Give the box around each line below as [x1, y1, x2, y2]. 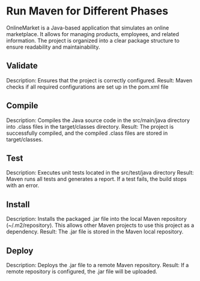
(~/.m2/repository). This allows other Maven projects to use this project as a [6, 221, 195, 229]
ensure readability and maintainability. [6, 43, 100, 51]
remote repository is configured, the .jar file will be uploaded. [6, 268, 157, 275]
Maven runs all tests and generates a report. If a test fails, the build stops [6, 176, 187, 183]
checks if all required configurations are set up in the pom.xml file [6, 83, 169, 90]
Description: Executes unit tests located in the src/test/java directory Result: [6, 169, 194, 176]
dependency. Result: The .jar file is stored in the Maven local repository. [6, 228, 184, 235]
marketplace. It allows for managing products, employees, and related [6, 30, 179, 37]
